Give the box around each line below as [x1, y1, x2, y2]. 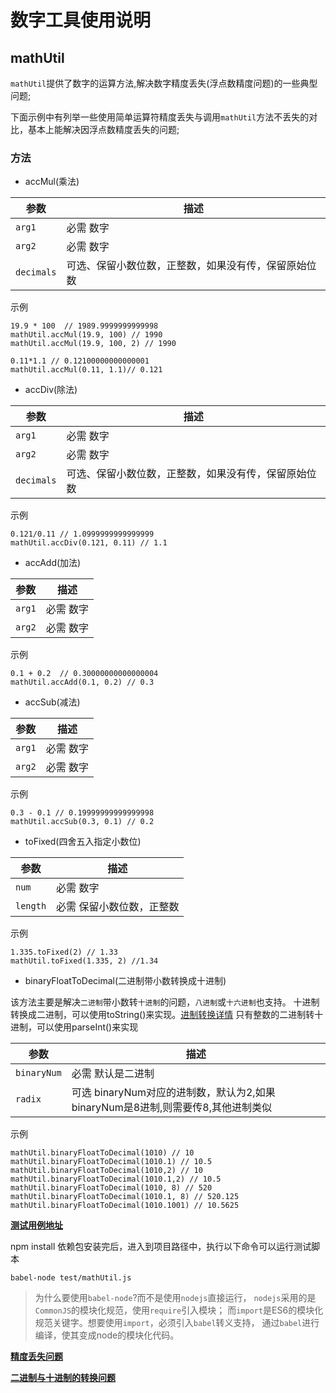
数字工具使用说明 [10, 9, 152, 32]
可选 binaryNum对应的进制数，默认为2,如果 [71, 1086, 276, 1100]
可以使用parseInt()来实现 [36, 1021, 139, 1033]
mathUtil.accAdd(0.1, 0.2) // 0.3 [10, 677, 155, 688]
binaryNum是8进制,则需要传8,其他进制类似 [71, 1101, 273, 1115]
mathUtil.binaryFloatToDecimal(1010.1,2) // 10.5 [10, 1174, 222, 1185]
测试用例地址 [10, 1219, 63, 1231]
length [15, 901, 47, 912]
